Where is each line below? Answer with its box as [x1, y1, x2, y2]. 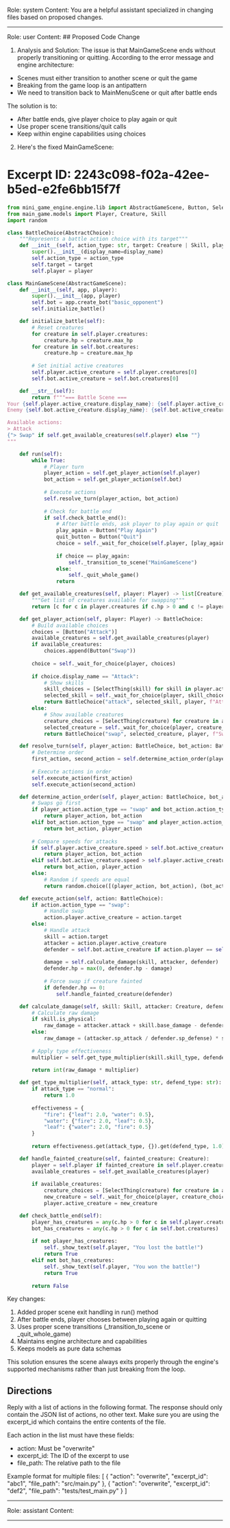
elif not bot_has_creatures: [31, 1257, 115, 1264]
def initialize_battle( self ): [19, 318, 106, 325]
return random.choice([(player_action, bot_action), [43, 883, 197, 890]
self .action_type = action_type [31, 255, 125, 262]
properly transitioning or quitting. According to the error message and [16, 53, 214, 61]
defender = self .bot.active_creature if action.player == [43, 946, 213, 953]
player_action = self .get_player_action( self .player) [43, 470, 201, 477]
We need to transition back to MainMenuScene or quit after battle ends [16, 88, 218, 97]
